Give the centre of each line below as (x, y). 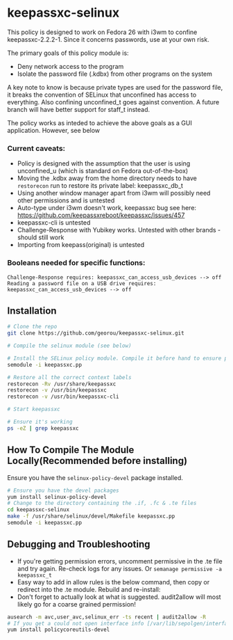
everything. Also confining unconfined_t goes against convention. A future (113, 102)
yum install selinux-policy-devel (57, 497)
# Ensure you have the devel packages (63, 490)
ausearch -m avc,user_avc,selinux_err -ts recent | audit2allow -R (107, 617)
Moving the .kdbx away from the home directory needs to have (107, 178)
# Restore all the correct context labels (69, 377)
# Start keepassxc (34, 409)
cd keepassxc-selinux (38, 510)
